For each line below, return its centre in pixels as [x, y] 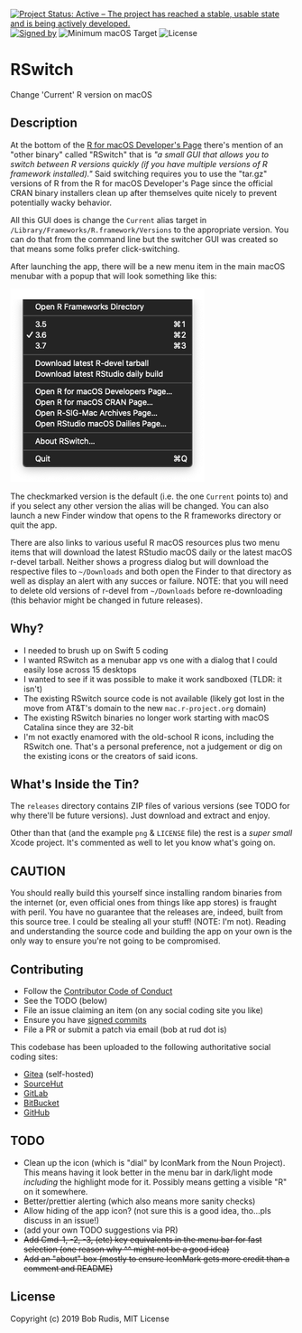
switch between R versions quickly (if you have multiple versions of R [139, 164]
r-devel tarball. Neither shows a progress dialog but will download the [140, 561]
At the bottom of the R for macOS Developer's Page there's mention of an [147, 145]
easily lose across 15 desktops [80, 670]
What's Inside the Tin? [75, 784]
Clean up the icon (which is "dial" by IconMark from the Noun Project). [154, 1162]
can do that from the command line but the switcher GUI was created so [144, 239]
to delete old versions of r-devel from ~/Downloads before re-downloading [146, 590]
